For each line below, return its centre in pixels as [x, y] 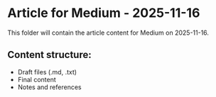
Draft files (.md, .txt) [47, 72]
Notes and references [49, 87]
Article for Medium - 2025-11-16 [104, 13]
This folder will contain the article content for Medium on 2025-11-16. [108, 33]
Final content [37, 79]
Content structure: [49, 55]
